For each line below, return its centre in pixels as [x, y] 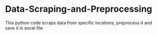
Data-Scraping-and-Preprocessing [79, 9]
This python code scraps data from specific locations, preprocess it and [79, 23]
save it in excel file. [25, 28]
